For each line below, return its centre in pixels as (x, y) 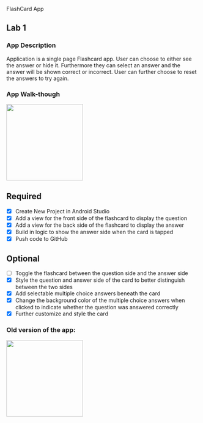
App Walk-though (33, 94)
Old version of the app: (41, 330)
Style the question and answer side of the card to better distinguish (100, 280)
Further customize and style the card (62, 314)
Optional (23, 258)
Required (24, 197)
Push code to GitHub (42, 239)
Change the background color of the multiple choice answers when (100, 300)
